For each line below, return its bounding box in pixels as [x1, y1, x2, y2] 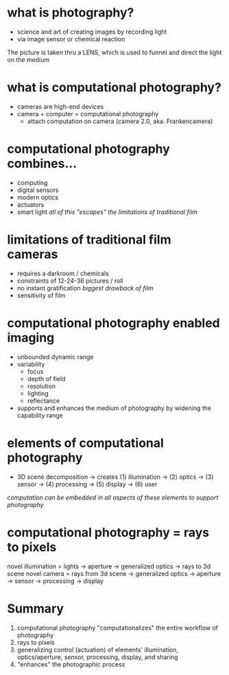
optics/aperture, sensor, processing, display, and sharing [16, 652, 178, 661]
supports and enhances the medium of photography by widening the [16, 404, 211, 412]
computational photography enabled [7, 315, 221, 331]
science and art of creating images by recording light [16, 28, 167, 36]
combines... [7, 156, 77, 171]
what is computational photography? [7, 80, 221, 96]
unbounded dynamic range [16, 352, 94, 361]
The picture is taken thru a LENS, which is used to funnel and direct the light [7, 48, 222, 56]
